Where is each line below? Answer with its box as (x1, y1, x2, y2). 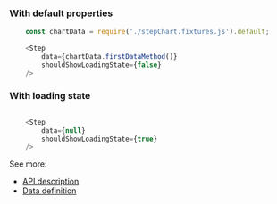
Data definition (21, 185, 77, 196)
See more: (9, 159, 47, 169)
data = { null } (41, 126, 87, 135)
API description (21, 176, 80, 187)
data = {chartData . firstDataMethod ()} (41, 52, 178, 61)
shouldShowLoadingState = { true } (41, 135, 158, 143)
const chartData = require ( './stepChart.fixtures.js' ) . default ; (25, 28, 270, 37)
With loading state (9, 90, 91, 102)
